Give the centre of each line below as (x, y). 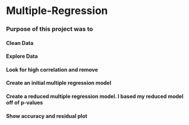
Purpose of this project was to (50, 29)
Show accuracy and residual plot (47, 116)
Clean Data (20, 43)
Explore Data (22, 56)
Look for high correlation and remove (52, 70)
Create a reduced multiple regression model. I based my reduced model (95, 96)
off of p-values (25, 103)
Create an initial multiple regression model (59, 83)
